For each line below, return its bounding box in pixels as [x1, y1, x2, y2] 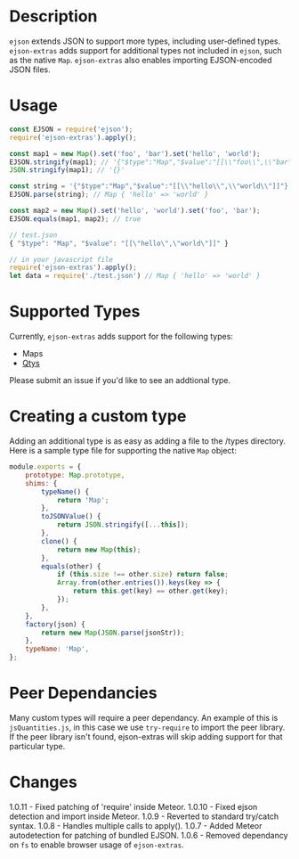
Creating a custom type [9, 406, 187, 427]
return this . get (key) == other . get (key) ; [72, 586, 229, 596]
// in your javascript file [9, 255, 114, 264]
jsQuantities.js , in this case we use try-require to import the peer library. [9, 722, 286, 732]
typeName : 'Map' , [25, 644, 90, 654]
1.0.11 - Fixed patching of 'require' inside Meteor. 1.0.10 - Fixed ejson [9, 801, 258, 812]
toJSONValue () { [41, 512, 101, 521]
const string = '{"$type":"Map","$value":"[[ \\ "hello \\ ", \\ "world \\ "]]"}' [9, 182, 293, 191]
